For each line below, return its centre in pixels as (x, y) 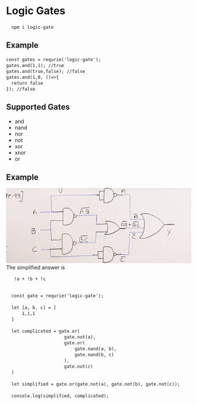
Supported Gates (38, 107)
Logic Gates (36, 11)
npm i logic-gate (33, 27)
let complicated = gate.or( (46, 331)
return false (27, 83)
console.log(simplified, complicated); (60, 396)
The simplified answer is (36, 267)
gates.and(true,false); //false (46, 71)
